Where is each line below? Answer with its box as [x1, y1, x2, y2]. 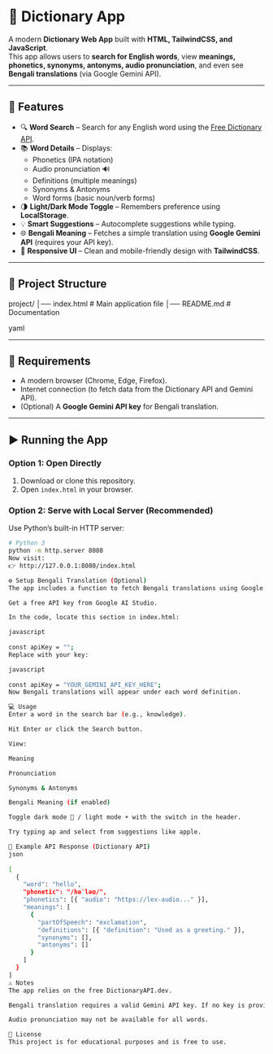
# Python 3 [8, 539, 45, 548]
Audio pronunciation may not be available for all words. [8, 1016, 209, 1024]
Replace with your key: [8, 650, 89, 658]
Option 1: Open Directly [8, 457, 102, 469]
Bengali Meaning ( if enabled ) [8, 798, 111, 807]
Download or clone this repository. [19, 476, 136, 486]
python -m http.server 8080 [8, 547, 104, 555]
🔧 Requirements [8, 354, 91, 368]
